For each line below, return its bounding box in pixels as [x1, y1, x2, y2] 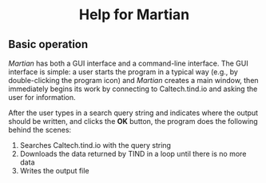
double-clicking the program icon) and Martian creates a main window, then [8, 76, 259, 85]
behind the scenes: [8, 125, 72, 134]
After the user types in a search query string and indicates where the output [8, 108, 258, 117]
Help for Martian [78, 6, 190, 24]
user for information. [8, 93, 76, 101]
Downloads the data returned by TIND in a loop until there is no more [19, 149, 247, 158]
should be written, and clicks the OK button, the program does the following [8, 117, 258, 125]
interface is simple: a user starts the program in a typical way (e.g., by [8, 67, 238, 77]
